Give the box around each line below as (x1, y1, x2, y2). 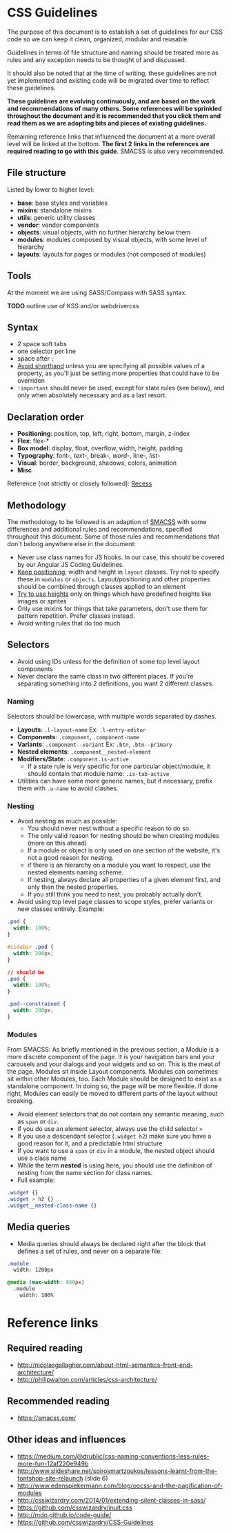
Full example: (17, 1176, 55, 1184)
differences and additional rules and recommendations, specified (7, 525, 192, 533)
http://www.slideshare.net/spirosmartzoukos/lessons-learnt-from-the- (17, 1467, 218, 1475)
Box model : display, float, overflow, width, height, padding (17, 444, 183, 452)
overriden (17, 377, 45, 385)
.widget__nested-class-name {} (7, 1202, 97, 1209)
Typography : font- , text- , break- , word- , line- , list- (17, 452, 161, 460)
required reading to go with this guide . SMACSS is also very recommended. (7, 147, 225, 155)
